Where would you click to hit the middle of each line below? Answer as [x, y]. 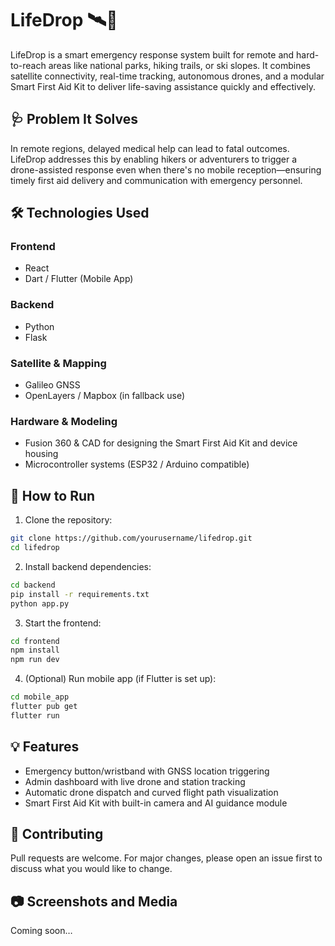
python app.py [40, 603]
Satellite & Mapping [58, 363]
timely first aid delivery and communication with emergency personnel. [156, 180]
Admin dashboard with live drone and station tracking [135, 781]
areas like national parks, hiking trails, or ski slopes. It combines [179, 65]
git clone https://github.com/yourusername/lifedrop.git [131, 538]
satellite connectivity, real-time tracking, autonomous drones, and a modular [167, 76]
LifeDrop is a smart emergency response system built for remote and [152, 54]
